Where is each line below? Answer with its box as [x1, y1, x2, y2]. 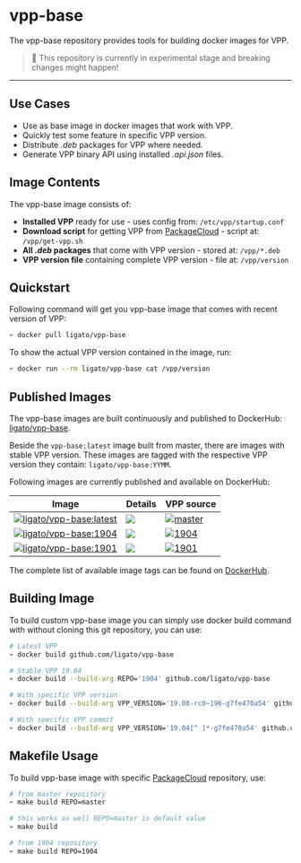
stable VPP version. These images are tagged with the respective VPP [9, 449, 268, 460]
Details [125, 497, 157, 510]
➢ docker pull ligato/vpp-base [9, 331, 126, 340]
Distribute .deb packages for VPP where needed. [21, 139, 203, 150]
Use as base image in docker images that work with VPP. [21, 120, 233, 131]
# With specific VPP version [9, 691, 118, 700]
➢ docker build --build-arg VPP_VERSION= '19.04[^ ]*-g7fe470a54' [9, 723, 258, 732]
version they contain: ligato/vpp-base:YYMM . [9, 458, 172, 469]
